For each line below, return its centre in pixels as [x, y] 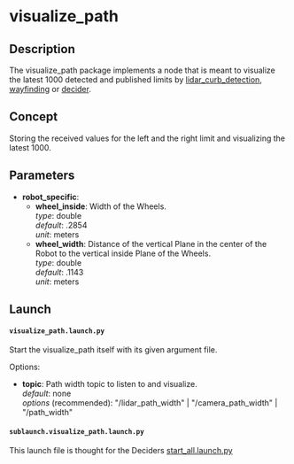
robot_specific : [50, 197]
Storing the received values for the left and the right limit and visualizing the [147, 138]
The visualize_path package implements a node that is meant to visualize [143, 70]
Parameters [42, 176]
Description [42, 49]
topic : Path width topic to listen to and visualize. [109, 384]
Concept [34, 117]
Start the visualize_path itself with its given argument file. [113, 350]
